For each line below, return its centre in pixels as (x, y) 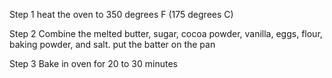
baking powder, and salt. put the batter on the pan (112, 44)
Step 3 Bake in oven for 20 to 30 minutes (93, 63)
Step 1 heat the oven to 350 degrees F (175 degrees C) (121, 14)
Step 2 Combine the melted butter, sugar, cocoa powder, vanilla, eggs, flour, (166, 33)
